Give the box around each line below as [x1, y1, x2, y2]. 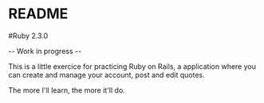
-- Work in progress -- [8, 46, 82, 55]
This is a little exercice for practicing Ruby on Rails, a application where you [8, 61, 257, 71]
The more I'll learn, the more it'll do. [8, 85, 125, 95]
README [8, 5, 69, 23]
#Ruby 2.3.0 [8, 31, 49, 40]
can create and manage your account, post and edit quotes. [8, 70, 205, 79]
